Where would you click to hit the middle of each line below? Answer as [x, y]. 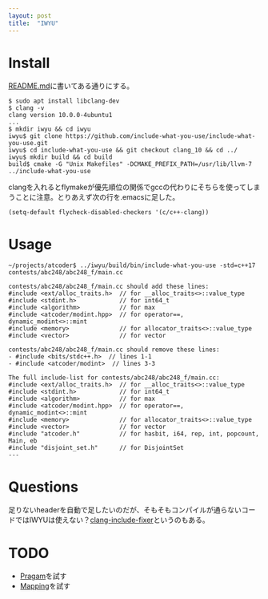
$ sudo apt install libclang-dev [64, 101]
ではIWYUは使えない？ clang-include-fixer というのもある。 [112, 520]
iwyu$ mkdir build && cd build [60, 157]
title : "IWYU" [34, 23]
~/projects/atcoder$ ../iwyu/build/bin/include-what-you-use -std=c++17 [132, 265]
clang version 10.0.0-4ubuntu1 [60, 115]
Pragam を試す [43, 576]
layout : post [30, 16]
